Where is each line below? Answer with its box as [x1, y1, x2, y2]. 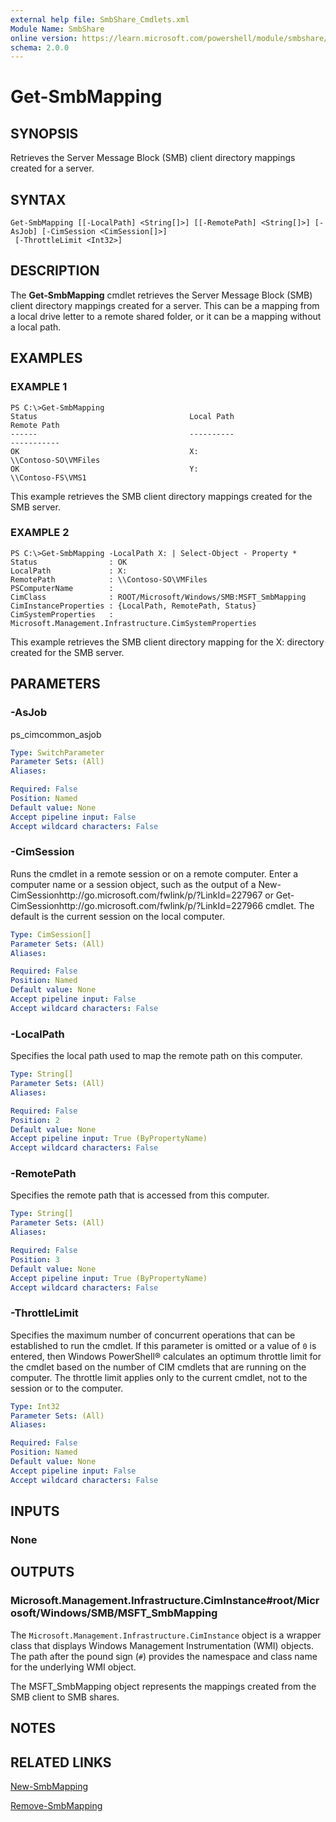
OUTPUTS [10, 1564, 75, 1581]
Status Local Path [10, 411, 235, 421]
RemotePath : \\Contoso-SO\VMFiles [10, 574, 208, 585]
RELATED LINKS [10, 1754, 112, 1771]
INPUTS [10, 1503, 60, 1520]
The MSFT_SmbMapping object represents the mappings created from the [10, 1680, 317, 1692]
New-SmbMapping [10, 1780, 89, 1792]
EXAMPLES [10, 350, 83, 367]
